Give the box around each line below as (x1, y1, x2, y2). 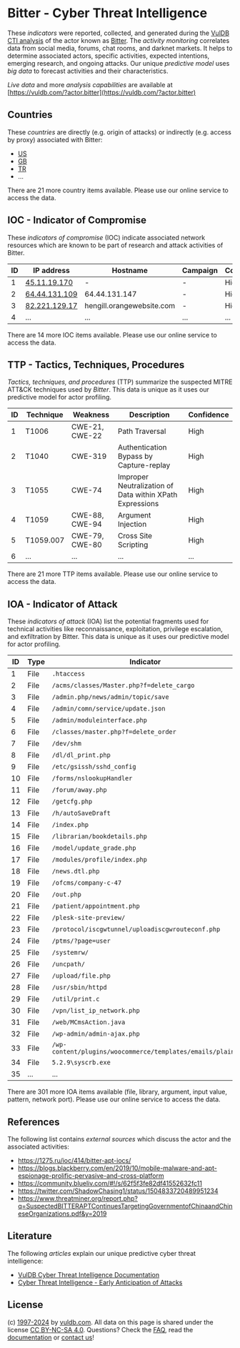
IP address (33, 265, 70, 275)
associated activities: (7, 1142, 70, 1151)
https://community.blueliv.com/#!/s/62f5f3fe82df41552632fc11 (17, 1179, 202, 1187)
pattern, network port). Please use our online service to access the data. (7, 1095, 221, 1104)
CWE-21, (71, 422, 104, 432)
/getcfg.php (51, 798, 93, 806)
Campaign (181, 265, 218, 275)
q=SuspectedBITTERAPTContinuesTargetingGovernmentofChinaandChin (17, 1202, 233, 1210)
